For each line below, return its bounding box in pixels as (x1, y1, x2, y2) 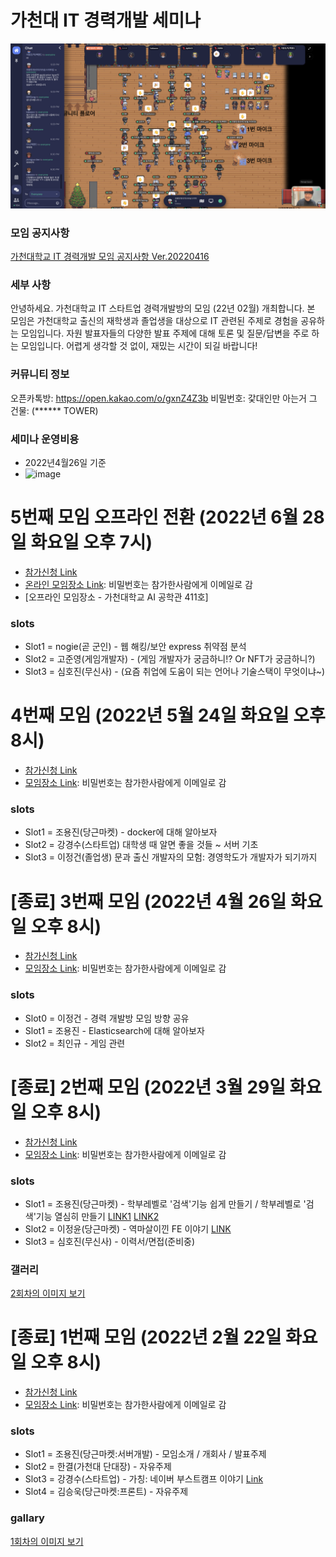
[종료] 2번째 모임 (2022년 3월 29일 (10, 1076, 286, 1098)
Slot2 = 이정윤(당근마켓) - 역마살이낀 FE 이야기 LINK (24, 1222, 232, 1235)
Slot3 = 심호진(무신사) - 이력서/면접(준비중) (24, 1235, 196, 1247)
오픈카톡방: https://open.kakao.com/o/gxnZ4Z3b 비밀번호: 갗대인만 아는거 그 (10, 392, 318, 404)
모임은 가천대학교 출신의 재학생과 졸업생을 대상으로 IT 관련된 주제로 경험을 (10, 315, 299, 327)
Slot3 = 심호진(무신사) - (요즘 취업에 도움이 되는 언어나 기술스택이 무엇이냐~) (24, 666, 326, 678)
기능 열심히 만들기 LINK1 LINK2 (35, 1210, 160, 1222)
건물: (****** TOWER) (10, 404, 99, 416)
